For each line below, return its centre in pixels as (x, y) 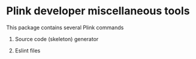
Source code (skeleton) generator (57, 39)
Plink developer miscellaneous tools (98, 11)
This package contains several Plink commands (65, 27)
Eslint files (28, 50)
